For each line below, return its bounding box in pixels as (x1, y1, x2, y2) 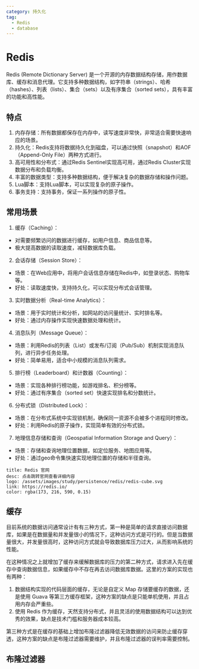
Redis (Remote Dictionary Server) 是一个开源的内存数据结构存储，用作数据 (6, 71, 188, 78)
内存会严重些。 (20, 600, 57, 607)
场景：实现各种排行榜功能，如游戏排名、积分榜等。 (14, 381, 140, 388)
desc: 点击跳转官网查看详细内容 (6, 473, 75, 480)
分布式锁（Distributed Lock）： (14, 401, 89, 409)
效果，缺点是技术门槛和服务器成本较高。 (25, 615, 124, 622)
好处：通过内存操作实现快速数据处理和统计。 (14, 316, 124, 323)
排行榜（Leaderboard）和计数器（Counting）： (14, 369, 129, 376)
